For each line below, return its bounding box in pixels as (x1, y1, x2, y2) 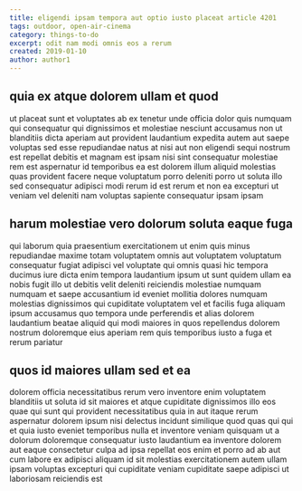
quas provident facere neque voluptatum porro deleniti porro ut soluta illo (9, 170, 283, 181)
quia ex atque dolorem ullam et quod (9, 89, 219, 104)
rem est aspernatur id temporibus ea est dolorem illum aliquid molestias (9, 160, 277, 172)
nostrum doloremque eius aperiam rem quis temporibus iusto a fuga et (9, 327, 273, 338)
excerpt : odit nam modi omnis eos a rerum (9, 38, 172, 48)
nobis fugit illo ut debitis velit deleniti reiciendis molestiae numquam (9, 278, 262, 290)
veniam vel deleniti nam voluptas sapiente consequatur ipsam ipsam (9, 189, 264, 200)
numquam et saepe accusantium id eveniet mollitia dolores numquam (9, 288, 269, 299)
